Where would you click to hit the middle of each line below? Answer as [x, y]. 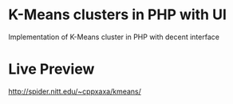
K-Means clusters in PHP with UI [118, 15]
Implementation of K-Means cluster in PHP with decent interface [114, 37]
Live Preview [51, 69]
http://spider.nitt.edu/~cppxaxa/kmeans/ [75, 91]
